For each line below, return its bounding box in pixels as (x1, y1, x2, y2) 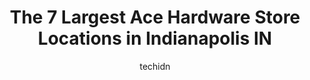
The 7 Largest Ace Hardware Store (9, 6, 301, 29)
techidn (139, 60, 171, 72)
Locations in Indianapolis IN (37, 27, 273, 50)
